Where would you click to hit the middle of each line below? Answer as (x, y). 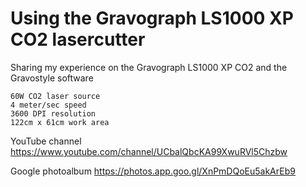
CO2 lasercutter (78, 39)
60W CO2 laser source (55, 96)
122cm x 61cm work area (60, 122)
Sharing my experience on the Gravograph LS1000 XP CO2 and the (149, 67)
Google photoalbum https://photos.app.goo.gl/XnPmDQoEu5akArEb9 (153, 171)
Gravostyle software (52, 78)
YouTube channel (46, 141)
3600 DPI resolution (53, 113)
